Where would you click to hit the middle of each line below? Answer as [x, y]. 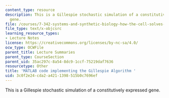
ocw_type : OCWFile [24, 47]
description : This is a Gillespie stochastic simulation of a [72, 15]
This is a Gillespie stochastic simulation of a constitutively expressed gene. [83, 90]
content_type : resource [30, 10]
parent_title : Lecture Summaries [40, 52]
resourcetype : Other [27, 66]
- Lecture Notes [22, 38]
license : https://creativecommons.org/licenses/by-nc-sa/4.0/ [72, 43]
